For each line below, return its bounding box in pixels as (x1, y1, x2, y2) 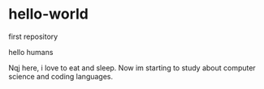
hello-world (8, 5, 89, 23)
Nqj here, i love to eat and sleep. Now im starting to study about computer (8, 62, 256, 73)
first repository (8, 32, 58, 41)
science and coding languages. (8, 71, 114, 81)
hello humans (8, 47, 54, 57)
